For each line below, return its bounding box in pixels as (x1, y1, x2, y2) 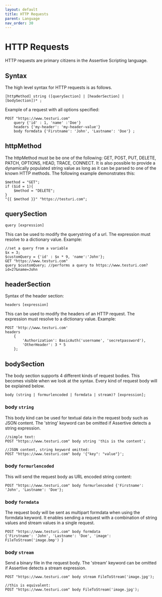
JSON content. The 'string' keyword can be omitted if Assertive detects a (5, 420, 151, 426)
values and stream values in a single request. (5, 520, 95, 526)
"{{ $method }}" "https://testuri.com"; (5, 197, 88, 201)
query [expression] (5, 223, 44, 228)
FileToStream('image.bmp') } (5, 538, 64, 543)
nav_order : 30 (5, 20, 34, 26)
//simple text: (5, 434, 36, 439)
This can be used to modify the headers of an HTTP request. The (5, 311, 135, 317)
